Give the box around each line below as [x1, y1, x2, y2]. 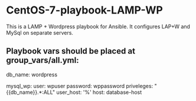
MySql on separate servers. [6, 29, 74, 36]
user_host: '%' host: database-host [55, 89, 142, 96]
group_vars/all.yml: [6, 55, 79, 65]
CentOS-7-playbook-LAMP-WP [6, 4, 164, 17]
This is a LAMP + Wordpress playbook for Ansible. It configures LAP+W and [6, 23, 191, 30]
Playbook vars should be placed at [6, 46, 136, 56]
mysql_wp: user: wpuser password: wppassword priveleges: [6, 82, 153, 89]
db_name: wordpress [6, 71, 58, 78]
